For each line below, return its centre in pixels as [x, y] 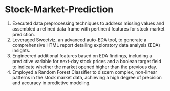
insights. [21, 50]
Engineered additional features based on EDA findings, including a [82, 56]
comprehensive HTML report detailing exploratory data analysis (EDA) [86, 45]
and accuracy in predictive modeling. [51, 83]
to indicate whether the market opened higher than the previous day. [84, 67]
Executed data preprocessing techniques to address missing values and [88, 23]
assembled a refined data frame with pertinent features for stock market [88, 28]
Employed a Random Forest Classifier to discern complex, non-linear [84, 72]
